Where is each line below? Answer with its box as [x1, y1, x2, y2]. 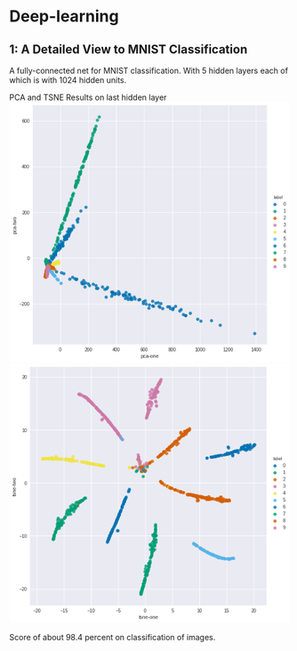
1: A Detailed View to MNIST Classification [9, 42, 248, 57]
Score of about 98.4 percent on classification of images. [9, 631, 216, 642]
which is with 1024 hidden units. [9, 75, 127, 85]
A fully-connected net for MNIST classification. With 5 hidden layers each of [9, 65, 289, 76]
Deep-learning [9, 6, 119, 27]
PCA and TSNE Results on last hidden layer [9, 92, 167, 102]
